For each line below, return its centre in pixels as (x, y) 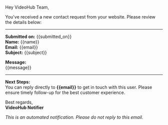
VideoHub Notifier (24, 107)
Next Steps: (18, 82)
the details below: (23, 22)
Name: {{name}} (22, 42)
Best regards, (19, 102)
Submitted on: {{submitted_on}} (38, 36)
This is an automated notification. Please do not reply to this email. (74, 117)
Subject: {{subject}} (26, 52)
